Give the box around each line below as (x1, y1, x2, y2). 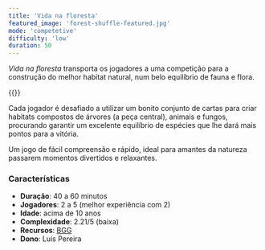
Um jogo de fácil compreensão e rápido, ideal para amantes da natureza (8, 145, 247, 154)
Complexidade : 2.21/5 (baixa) (19, 217, 119, 227)
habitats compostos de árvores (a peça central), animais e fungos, (8, 112, 228, 121)
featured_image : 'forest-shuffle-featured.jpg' (8, 19, 171, 27)
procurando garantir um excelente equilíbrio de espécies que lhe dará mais (8, 121, 257, 130)
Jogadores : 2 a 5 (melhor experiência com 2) (19, 200, 171, 210)
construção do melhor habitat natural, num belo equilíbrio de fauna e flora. (8, 72, 255, 82)
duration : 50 (8, 42, 52, 50)
